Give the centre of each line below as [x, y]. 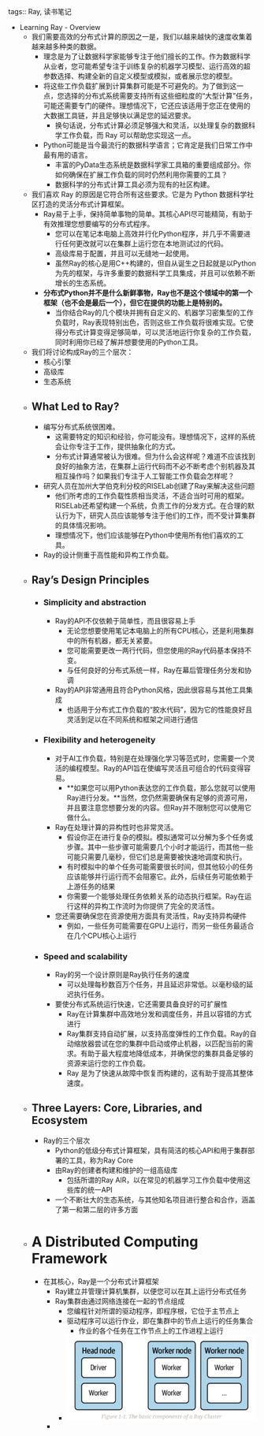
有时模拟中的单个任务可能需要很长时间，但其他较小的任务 [160, 866]
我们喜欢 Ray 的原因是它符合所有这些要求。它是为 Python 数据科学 [139, 194]
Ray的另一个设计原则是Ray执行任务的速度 [123, 975]
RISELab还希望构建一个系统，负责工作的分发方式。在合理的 [151, 505]
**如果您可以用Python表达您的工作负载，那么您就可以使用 [161, 787]
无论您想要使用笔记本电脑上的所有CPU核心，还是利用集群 [160, 631]
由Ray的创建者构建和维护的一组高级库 [116, 1170]
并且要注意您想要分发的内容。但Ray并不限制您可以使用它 [159, 807]
